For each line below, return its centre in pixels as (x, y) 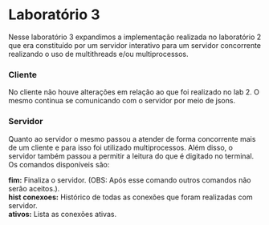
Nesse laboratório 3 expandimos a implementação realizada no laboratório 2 (135, 37)
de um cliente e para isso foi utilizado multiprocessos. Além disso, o (120, 147)
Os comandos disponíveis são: (59, 164)
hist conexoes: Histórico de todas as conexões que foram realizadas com (130, 197)
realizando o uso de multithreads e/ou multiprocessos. (98, 54)
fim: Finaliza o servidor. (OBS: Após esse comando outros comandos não (130, 180)
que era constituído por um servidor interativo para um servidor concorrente (135, 45)
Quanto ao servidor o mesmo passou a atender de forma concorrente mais (132, 139)
